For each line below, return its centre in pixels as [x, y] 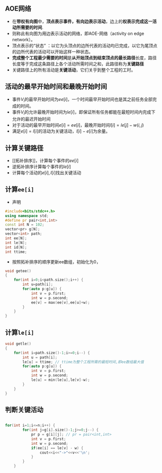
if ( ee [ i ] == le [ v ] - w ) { [57, 448]
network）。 [24, 39]
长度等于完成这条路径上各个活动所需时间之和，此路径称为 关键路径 [78, 64]
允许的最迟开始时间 [31, 119]
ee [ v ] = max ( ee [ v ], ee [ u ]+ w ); [60, 302]
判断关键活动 [24, 410]
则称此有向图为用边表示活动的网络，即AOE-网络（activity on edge [78, 33]
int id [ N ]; [16, 247]
